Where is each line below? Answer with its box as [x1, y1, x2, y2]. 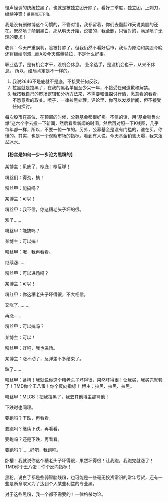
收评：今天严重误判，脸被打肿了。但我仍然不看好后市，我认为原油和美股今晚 [5, 45, 163, 50]
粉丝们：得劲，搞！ [5, 175, 45, 181]
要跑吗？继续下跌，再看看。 [5, 426, 62, 432]
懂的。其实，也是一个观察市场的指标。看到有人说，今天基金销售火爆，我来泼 [5, 133, 163, 139]
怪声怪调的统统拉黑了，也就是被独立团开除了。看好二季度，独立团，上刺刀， [5, 5, 163, 10]
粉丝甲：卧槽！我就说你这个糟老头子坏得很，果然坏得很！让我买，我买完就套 [5, 377, 163, 383]
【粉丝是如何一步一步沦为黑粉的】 [5, 151, 75, 157]
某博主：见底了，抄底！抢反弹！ [5, 163, 71, 170]
